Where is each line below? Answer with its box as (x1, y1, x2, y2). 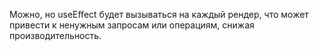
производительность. (9, 30, 102, 41)
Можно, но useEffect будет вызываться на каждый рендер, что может (9, 9, 309, 20)
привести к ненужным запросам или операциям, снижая (9, 19, 255, 31)
